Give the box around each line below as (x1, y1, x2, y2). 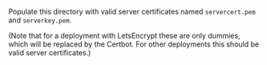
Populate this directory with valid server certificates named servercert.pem (8, 7, 256, 16)
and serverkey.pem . (8, 15, 72, 25)
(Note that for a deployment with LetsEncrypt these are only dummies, (8, 31, 241, 40)
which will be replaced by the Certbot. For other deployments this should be (8, 39, 259, 49)
